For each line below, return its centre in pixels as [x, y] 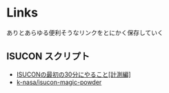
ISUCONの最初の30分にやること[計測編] [74, 74]
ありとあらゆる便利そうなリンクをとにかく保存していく [85, 32]
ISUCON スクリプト [48, 56]
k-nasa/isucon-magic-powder [59, 82]
